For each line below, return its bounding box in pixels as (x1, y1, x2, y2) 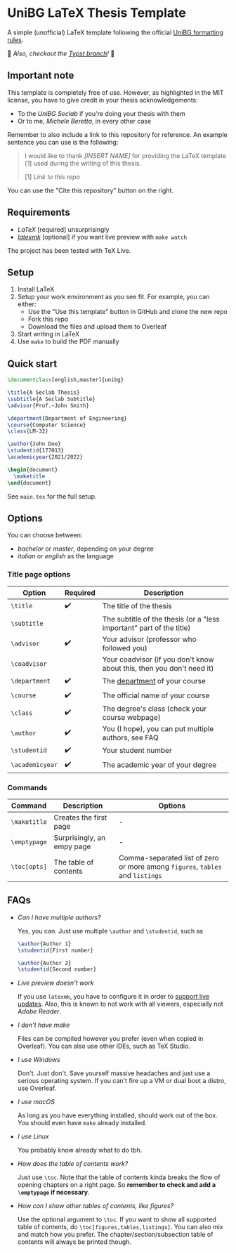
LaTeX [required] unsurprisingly (17, 225, 110, 233)
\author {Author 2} (17, 959, 72, 966)
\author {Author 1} (17, 940, 72, 947)
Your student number (102, 746, 172, 756)
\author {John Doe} (7, 440, 61, 447)
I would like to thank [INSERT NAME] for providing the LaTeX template (24, 151, 227, 159)
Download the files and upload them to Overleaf (27, 322, 167, 331)
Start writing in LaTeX (17, 330, 79, 339)
